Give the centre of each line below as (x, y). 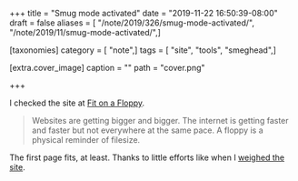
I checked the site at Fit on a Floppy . (77, 103)
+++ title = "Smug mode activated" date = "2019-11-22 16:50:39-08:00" (144, 13)
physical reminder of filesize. (86, 140)
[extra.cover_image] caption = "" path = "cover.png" (108, 68)
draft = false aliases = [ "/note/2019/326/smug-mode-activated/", (132, 23)
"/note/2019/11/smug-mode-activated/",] (85, 32)
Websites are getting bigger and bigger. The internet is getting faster (160, 121)
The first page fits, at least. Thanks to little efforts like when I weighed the (147, 157)
